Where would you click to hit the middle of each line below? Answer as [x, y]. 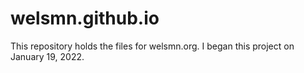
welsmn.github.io [85, 18]
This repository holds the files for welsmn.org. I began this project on [152, 46]
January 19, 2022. [47, 56]
